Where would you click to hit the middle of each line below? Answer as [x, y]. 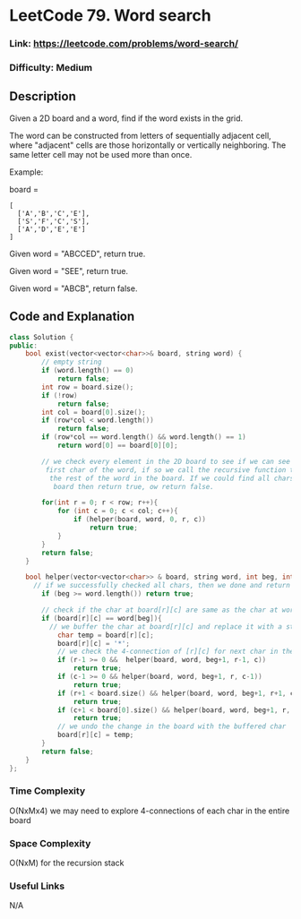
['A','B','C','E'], [54, 213]
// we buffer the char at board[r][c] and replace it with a [165, 627]
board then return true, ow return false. [134, 486]
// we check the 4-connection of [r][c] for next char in [168, 652]
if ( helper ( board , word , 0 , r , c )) [139, 520]
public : [24, 346]
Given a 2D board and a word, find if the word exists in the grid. [126, 118]
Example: [26, 172]
